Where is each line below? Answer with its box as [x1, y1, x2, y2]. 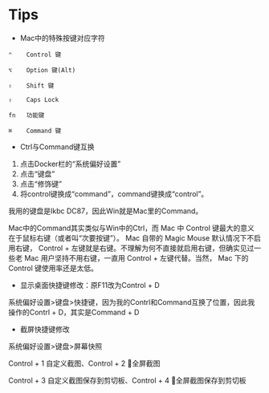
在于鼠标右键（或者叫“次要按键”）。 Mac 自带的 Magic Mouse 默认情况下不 [8, 233, 255, 242]
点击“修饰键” [19, 179, 63, 188]
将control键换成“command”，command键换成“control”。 [19, 188, 209, 198]
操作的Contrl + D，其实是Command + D [8, 307, 140, 317]
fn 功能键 [8, 111, 45, 120]
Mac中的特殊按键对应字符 [19, 33, 106, 43]
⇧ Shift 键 [8, 82, 55, 90]
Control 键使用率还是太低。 [8, 263, 99, 273]
